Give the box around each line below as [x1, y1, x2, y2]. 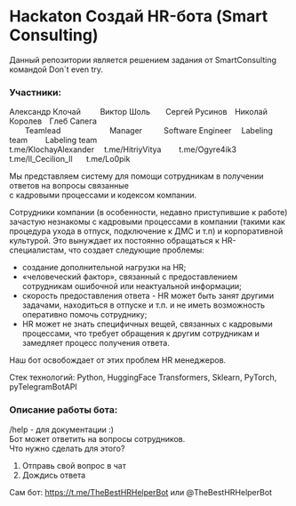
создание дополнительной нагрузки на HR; [21, 262, 187, 273]
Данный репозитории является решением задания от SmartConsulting [9, 54, 277, 65]
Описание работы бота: [9, 404, 118, 416]
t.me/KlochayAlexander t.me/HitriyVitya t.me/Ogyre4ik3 [9, 144, 237, 155]
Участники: [9, 86, 62, 99]
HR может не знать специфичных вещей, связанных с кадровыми [21, 318, 273, 330]
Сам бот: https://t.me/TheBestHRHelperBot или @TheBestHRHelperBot [9, 486, 273, 497]
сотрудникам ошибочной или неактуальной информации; [21, 281, 242, 292]
